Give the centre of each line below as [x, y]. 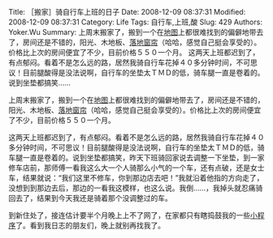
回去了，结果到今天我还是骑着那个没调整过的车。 [90, 198]
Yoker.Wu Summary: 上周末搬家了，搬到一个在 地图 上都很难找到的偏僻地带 [132, 32]
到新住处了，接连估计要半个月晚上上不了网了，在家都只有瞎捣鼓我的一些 [129, 215]
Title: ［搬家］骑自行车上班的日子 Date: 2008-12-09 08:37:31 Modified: [127, 12]
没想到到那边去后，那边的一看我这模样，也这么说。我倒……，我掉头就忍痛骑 [136, 188]
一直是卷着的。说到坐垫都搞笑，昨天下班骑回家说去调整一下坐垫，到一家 [143, 157]
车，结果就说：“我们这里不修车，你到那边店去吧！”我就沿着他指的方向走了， [136, 178]
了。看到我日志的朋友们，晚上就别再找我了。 [90, 225]
